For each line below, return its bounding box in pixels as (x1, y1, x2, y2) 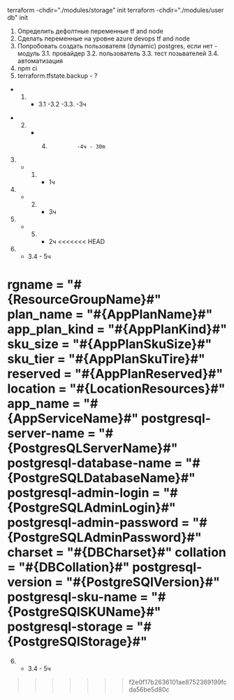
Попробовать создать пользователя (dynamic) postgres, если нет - (17, 42, 218, 50)
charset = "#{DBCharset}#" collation (7, 545, 227, 561)
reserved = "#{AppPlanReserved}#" (7, 366, 224, 382)
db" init (7, 13, 29, 22)
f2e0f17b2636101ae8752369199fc (129, 678, 227, 686)
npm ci (17, 64, 38, 72)
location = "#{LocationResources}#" (7, 381, 226, 397)
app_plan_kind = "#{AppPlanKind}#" (7, 321, 227, 337)
